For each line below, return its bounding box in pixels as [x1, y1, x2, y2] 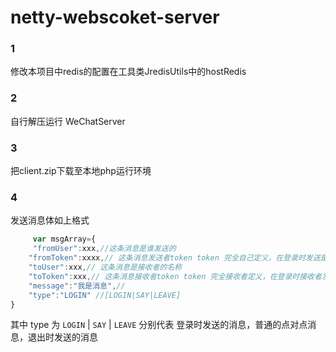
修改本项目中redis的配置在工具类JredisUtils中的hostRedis [10, 66, 247, 78]
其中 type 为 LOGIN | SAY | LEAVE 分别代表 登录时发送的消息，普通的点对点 [10, 319, 308, 331]
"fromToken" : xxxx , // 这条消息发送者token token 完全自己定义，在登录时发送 [28, 253, 321, 263]
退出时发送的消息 [27, 331, 98, 343]
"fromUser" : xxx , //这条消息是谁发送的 [32, 244, 177, 254]
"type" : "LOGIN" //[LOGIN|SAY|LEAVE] [28, 290, 182, 300]
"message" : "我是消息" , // [28, 281, 126, 291]
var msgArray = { [32, 234, 97, 245]
